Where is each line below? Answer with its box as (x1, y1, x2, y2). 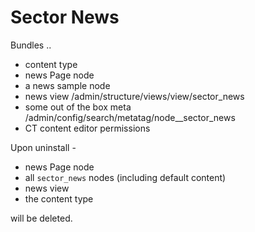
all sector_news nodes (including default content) (24, 171, 227, 183)
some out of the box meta (24, 101, 132, 113)
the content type (24, 192, 94, 205)
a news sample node (24, 79, 111, 91)
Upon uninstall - (10, 141, 77, 153)
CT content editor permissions (24, 122, 151, 134)
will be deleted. (10, 212, 73, 224)
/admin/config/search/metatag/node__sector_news (24, 111, 236, 123)
